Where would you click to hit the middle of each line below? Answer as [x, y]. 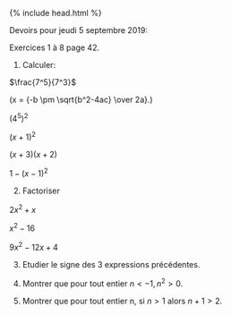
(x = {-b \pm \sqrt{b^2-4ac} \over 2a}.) [81, 99]
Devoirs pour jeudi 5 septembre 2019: [78, 30]
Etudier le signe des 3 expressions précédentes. [111, 264]
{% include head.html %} [56, 13]
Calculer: [39, 65]
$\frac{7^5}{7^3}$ [43, 82]
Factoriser [41, 191]
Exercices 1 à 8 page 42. [55, 47]
